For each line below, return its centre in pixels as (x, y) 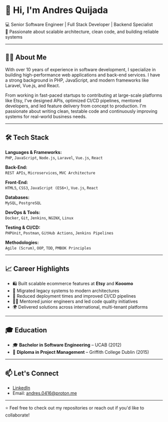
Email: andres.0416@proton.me (45, 393)
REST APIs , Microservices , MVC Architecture (50, 172)
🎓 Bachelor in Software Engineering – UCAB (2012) (67, 345)
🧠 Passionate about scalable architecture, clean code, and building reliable (82, 32)
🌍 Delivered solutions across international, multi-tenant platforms (80, 307)
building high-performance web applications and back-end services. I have (83, 75)
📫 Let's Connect (32, 373)
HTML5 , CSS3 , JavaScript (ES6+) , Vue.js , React (52, 187)
